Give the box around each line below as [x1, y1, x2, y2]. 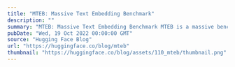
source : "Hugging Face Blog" [7, 36, 92, 43]
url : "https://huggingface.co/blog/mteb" [7, 43, 130, 50]
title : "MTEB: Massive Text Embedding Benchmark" [7, 10, 155, 17]
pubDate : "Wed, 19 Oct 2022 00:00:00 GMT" [7, 29, 133, 37]
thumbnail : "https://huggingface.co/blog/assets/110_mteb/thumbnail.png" [7, 50, 227, 57]
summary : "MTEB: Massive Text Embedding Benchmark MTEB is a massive [7, 23, 215, 30]
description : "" [7, 17, 55, 24]
